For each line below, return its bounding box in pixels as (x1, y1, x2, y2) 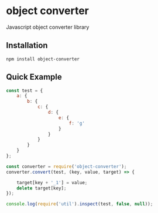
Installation (6, 40, 48, 50)
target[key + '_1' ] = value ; (16, 180, 88, 185)
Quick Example (6, 72, 63, 82)
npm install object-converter (6, 56, 80, 62)
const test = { (6, 87, 43, 93)
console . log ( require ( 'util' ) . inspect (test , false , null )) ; (6, 201, 153, 207)
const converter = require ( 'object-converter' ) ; (6, 163, 127, 170)
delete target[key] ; (16, 185, 67, 191)
